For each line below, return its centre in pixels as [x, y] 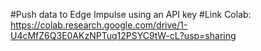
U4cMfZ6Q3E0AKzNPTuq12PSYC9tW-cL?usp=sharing [123, 35]
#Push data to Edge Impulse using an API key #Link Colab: [131, 14]
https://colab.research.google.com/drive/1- [99, 25]
